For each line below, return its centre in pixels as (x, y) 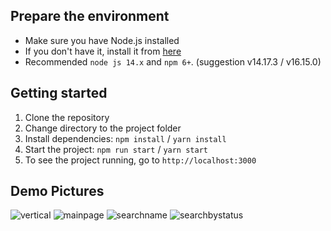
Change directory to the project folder (103, 128)
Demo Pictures (57, 191)
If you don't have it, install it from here (103, 51)
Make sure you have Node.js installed (102, 40)
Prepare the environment (90, 16)
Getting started (59, 93)
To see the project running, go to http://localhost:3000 (140, 160)
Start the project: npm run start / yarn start (116, 149)
